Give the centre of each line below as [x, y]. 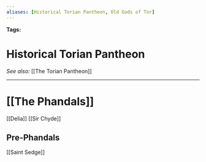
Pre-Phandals [33, 137]
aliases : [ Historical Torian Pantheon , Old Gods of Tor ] [81, 12]
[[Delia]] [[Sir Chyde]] [34, 118]
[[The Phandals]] [50, 101]
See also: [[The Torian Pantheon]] [49, 71]
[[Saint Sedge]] [25, 152]
